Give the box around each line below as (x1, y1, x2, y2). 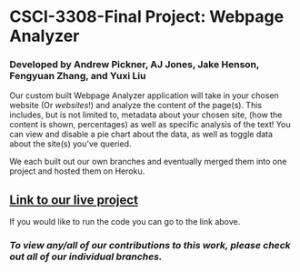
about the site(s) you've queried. (9, 138, 132, 149)
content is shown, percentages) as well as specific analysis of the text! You (9, 119, 291, 130)
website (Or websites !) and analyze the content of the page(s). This (9, 100, 262, 111)
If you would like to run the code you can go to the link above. (9, 217, 241, 227)
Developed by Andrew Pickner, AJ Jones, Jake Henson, (9, 58, 260, 71)
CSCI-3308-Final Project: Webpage (9, 6, 285, 27)
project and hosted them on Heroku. (9, 166, 145, 176)
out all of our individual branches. (9, 250, 163, 263)
